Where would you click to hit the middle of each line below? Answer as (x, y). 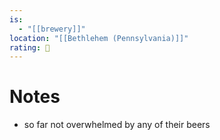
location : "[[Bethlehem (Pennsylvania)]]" (99, 38)
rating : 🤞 (30, 47)
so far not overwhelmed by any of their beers (117, 125)
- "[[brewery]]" (52, 29)
